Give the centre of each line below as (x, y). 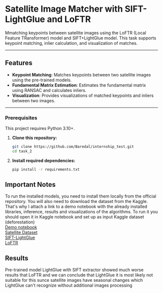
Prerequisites (21, 118)
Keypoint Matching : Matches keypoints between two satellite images (81, 74)
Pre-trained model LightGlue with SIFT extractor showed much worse (74, 270)
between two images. (34, 100)
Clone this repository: (34, 138)
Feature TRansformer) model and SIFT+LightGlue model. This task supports (81, 38)
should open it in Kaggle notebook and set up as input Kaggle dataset (74, 217)
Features (19, 63)
